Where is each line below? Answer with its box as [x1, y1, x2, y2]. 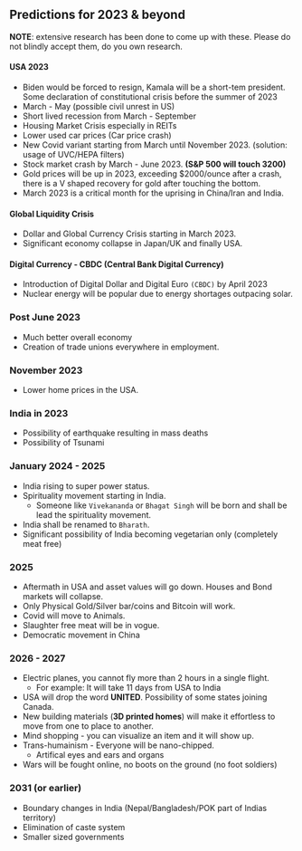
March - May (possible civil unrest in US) [22, 101, 175, 112]
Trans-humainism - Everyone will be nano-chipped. [22, 740, 215, 751]
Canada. [22, 702, 54, 712]
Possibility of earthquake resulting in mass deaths [22, 427, 209, 438]
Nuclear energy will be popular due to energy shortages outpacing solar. [22, 289, 294, 300]
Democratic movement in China [22, 629, 140, 640]
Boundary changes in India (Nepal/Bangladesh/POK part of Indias [22, 802, 268, 813]
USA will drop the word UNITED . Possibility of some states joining [22, 692, 268, 703]
